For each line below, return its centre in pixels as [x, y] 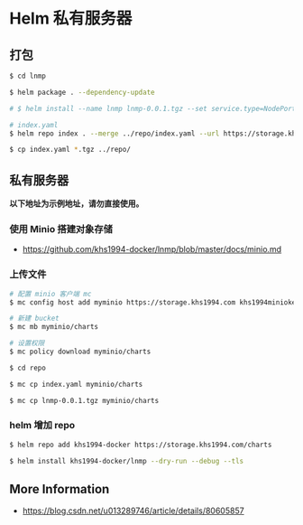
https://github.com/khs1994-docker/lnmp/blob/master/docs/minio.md [152, 249]
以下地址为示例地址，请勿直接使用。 [77, 203]
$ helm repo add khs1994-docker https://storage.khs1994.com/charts [141, 445]
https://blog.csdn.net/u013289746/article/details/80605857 [133, 511]
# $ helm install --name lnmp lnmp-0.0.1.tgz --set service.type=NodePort [153, 108]
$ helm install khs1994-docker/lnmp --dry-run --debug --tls [127, 461]
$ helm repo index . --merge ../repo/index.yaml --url [115, 133]
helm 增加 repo [42, 426]
